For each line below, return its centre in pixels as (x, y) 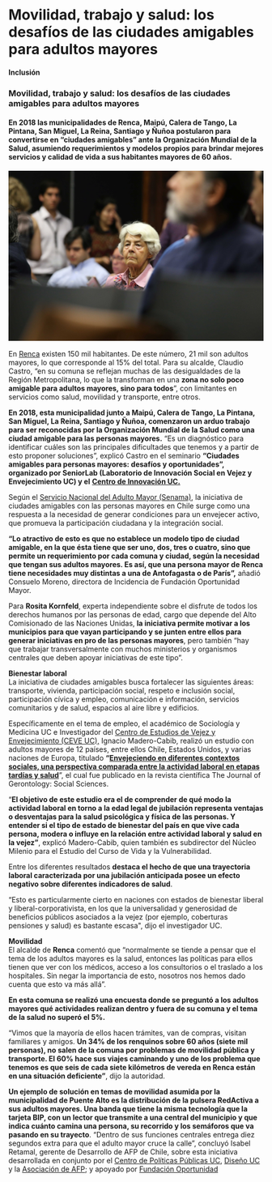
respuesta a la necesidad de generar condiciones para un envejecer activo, (134, 514)
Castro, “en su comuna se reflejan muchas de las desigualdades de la (125, 371)
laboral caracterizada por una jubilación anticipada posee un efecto (124, 875)
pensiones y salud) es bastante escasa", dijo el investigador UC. (115, 925)
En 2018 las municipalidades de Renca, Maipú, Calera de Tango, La (123, 122)
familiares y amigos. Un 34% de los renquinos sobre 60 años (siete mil (128, 1041)
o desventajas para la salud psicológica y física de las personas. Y (122, 817)
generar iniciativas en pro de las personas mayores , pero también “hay (129, 640)
